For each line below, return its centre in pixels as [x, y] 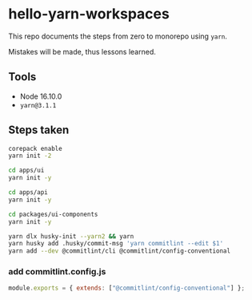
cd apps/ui [26, 170]
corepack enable [35, 148]
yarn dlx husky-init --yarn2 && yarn [71, 236]
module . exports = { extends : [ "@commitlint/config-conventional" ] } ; [127, 288]
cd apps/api [28, 193]
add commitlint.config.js [57, 272]
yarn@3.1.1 [38, 105]
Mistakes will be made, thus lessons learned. [82, 51]
